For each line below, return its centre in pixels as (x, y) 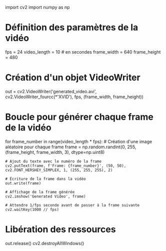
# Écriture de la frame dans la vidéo (45, 179)
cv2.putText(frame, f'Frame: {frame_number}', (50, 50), (66, 166)
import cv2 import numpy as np (37, 7)
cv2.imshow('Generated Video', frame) (45, 196)
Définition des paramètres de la (72, 28)
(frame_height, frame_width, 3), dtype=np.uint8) (55, 152)
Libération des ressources (60, 229)
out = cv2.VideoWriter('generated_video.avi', (51, 91)
